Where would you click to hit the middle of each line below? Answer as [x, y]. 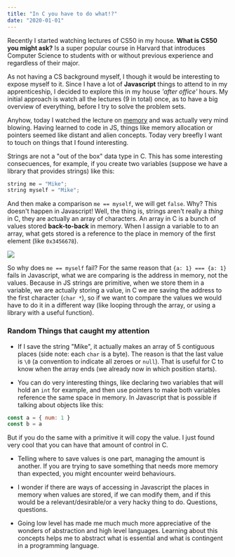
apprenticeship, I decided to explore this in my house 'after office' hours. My [118, 91]
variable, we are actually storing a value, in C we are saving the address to [115, 290]
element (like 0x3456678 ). [43, 241]
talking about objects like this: [60, 404]
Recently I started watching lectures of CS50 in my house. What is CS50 [112, 40]
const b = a [25, 424]
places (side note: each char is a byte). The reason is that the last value [120, 354]
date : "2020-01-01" [36, 20]
